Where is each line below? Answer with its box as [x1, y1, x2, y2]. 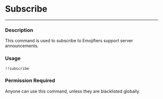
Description [5, 27, 33, 33]
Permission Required [5, 77, 55, 84]
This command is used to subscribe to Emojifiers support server [5, 38, 133, 44]
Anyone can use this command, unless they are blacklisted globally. [5, 88, 141, 94]
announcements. [5, 43, 39, 49]
